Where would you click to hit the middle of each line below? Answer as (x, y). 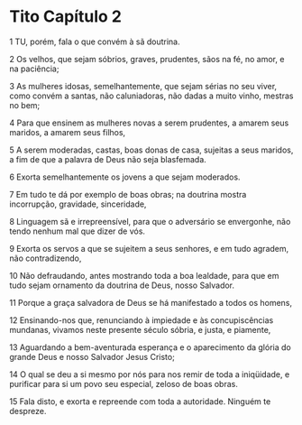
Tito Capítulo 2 (65, 17)
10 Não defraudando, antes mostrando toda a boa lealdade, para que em (144, 275)
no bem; (25, 105)
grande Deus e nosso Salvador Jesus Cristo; (92, 356)
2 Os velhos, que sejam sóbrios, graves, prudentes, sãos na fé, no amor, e (147, 59)
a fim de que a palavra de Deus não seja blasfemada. (108, 159)
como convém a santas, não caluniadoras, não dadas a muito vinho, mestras (151, 96)
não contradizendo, (46, 258)
